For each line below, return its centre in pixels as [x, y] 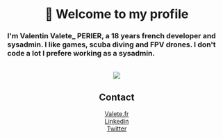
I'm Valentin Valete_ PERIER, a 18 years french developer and [112, 36]
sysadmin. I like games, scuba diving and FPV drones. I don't [112, 44]
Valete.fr [117, 114]
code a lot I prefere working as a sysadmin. [81, 54]
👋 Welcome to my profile [117, 14]
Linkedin [117, 122]
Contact [117, 97]
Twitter [117, 129]
